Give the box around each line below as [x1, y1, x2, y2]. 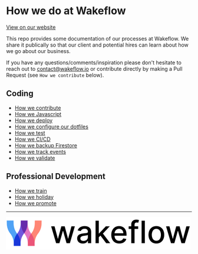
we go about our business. [6, 47, 71, 54]
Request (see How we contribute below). [6, 71, 104, 78]
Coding [6, 88, 34, 98]
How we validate [14, 154, 55, 161]
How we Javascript [14, 110, 62, 117]
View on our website [6, 24, 56, 31]
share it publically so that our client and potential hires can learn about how [6, 41, 189, 48]
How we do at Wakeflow [6, 4, 126, 18]
